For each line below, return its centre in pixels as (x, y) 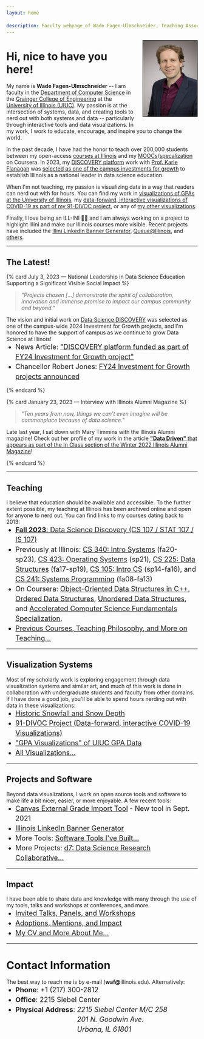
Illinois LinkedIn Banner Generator (70, 828)
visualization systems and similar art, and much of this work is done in (94, 686)
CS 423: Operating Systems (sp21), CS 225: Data (117, 559)
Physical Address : (45, 1010)
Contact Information (59, 965)
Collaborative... (39, 858)
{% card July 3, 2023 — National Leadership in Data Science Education (96, 277)
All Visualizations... (45, 753)
